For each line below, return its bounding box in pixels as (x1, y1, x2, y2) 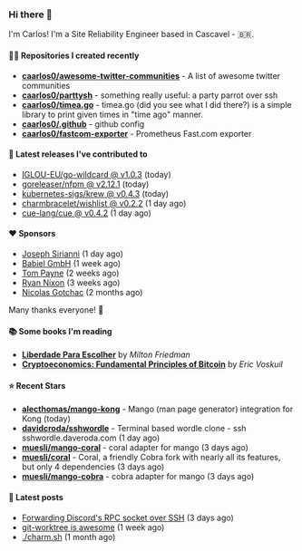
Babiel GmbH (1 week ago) (21, 257, 122, 268)
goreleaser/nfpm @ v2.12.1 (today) (21, 179, 150, 189)
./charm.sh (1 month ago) (21, 531, 116, 542)
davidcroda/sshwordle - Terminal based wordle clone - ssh (21, 423, 247, 434)
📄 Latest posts (8, 491, 64, 502)
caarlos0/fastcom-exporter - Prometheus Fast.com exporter (21, 128, 252, 139)
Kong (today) (21, 413, 71, 424)
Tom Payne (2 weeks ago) (21, 267, 120, 278)
